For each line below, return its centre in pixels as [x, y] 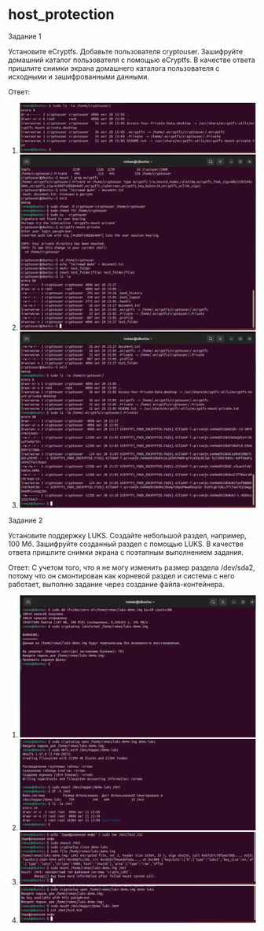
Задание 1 [25, 36]
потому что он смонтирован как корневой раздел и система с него [121, 575]
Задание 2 [26, 520]
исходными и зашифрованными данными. [79, 76]
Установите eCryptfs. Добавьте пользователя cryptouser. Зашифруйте [126, 51]
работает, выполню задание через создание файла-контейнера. [117, 584]
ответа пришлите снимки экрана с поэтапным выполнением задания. [126, 552]
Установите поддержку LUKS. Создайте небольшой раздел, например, [128, 535]
